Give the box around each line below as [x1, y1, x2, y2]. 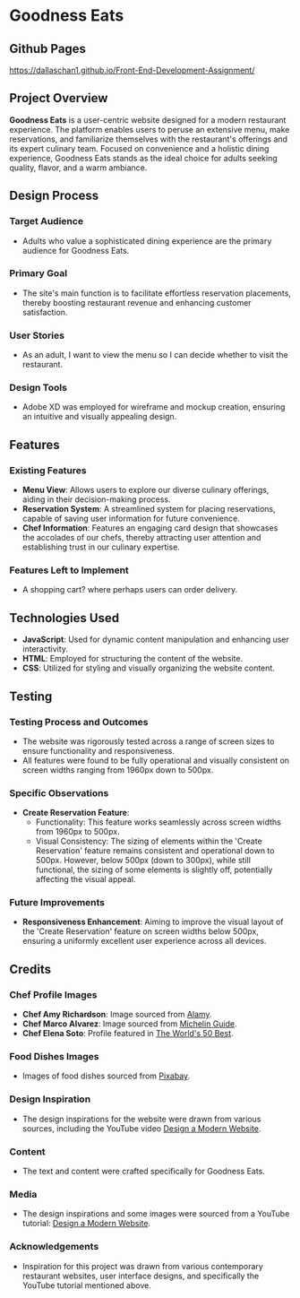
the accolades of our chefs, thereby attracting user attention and [21, 532, 261, 543]
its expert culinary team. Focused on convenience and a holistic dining [9, 143, 270, 153]
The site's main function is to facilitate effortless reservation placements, [21, 288, 291, 299]
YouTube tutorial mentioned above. [21, 1279, 152, 1291]
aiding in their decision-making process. [21, 494, 172, 505]
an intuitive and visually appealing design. [21, 411, 177, 422]
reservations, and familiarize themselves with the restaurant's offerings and [9, 134, 288, 144]
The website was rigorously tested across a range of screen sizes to [21, 736, 275, 747]
